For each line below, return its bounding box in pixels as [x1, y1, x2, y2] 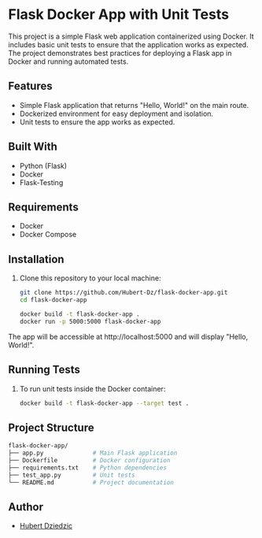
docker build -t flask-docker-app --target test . [19, 399, 190, 407]
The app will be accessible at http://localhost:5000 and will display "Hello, [8, 332, 249, 341]
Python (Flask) [19, 161, 68, 170]
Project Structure [8, 421, 94, 434]
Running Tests [8, 363, 80, 377]
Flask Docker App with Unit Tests [8, 6, 230, 24]
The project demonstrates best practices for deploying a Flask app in [8, 48, 232, 58]
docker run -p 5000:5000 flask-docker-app [19, 317, 161, 325]
